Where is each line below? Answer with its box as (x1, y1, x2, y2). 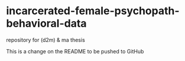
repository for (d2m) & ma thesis (6, 36, 86, 43)
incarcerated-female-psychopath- (6, 4, 180, 18)
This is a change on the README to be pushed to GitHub (6, 47, 144, 54)
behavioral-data (6, 17, 87, 30)
